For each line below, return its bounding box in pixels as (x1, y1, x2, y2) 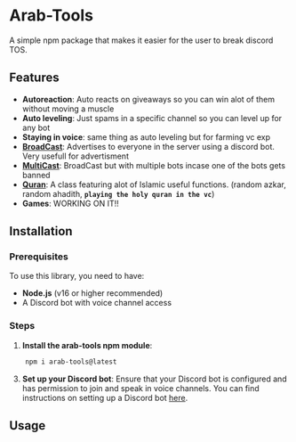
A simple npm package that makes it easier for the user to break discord (9, 35, 274, 45)
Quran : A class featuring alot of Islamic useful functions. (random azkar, (21, 179, 286, 190)
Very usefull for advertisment (21, 151, 129, 161)
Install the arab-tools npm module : (21, 340, 153, 350)
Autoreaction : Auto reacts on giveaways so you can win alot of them (21, 94, 276, 104)
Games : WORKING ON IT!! (21, 198, 120, 209)
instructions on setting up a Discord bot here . (21, 392, 188, 403)
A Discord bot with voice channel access (21, 298, 172, 308)
